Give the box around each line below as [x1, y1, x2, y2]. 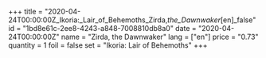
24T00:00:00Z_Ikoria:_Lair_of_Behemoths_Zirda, [8, 15, 168, 25]
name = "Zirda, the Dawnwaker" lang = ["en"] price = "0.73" [61, 32, 259, 41]
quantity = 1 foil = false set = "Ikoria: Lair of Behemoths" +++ [8, 41, 208, 50]
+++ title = [8, 7, 44, 16]
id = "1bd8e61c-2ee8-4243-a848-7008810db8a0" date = [8, 24, 197, 33]
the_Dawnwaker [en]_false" [166, 15, 256, 25]
